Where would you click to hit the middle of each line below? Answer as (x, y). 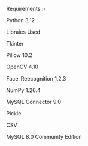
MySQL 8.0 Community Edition (44, 137)
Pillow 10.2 (19, 55)
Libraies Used (23, 32)
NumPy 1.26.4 (23, 90)
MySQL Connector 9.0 (34, 102)
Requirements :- (26, 9)
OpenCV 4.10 (22, 67)
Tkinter (15, 44)
